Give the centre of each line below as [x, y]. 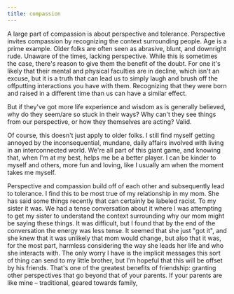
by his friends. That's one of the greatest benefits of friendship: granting [112, 267]
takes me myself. [32, 172]
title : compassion [34, 14]
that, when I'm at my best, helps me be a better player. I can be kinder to [112, 157]
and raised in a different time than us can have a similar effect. [97, 93]
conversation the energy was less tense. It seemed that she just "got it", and [117, 230]
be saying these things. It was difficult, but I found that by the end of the [111, 223]
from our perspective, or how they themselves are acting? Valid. [99, 121]
